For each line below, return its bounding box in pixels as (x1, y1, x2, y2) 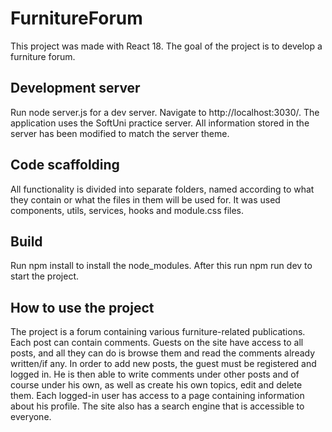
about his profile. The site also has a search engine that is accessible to (10, 400, 305, 412)
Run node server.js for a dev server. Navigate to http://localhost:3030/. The (10, 106, 320, 118)
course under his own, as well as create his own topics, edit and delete (10, 379, 303, 391)
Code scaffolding (10, 157, 120, 174)
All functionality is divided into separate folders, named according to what (10, 183, 315, 195)
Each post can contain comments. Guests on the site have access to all (10, 337, 304, 349)
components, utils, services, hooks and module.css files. (10, 204, 245, 216)
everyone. (10, 411, 52, 423)
